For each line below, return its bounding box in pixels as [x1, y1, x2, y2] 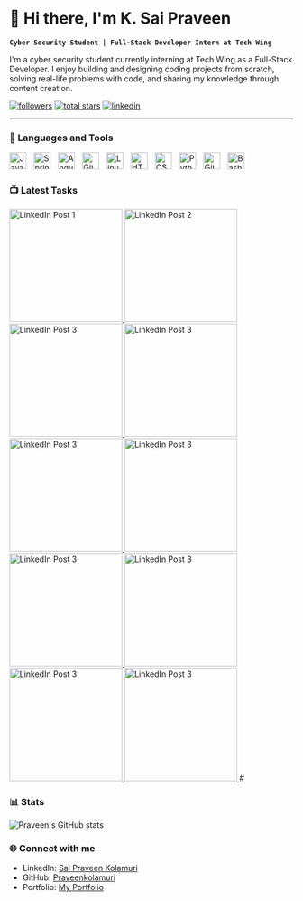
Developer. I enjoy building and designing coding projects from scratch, [9, 63, 275, 74]
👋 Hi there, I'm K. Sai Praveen [9, 8, 232, 29]
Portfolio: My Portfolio [22, 882, 104, 893]
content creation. [9, 82, 73, 93]
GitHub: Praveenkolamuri [22, 872, 115, 883]
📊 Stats [9, 795, 45, 808]
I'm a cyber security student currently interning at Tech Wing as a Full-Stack [9, 53, 293, 64]
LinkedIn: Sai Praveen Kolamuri [22, 863, 138, 874]
